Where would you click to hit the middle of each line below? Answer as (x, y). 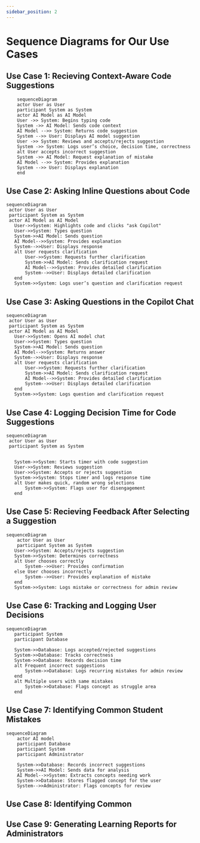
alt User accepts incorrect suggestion (67, 152)
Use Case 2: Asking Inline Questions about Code (98, 191)
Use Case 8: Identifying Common (69, 804)
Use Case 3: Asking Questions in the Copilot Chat (100, 302)
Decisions (25, 615)
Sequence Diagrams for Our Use (88, 41)
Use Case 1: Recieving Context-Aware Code (89, 76)
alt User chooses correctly (49, 561)
